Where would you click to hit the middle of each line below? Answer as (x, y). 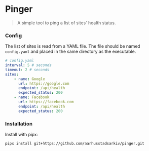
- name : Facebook (32, 97)
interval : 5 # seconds (28, 65)
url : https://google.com (44, 83)
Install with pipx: (22, 135)
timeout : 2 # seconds (27, 70)
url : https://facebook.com (46, 102)
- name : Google (30, 79)
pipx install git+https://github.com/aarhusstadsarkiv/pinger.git (75, 144)
